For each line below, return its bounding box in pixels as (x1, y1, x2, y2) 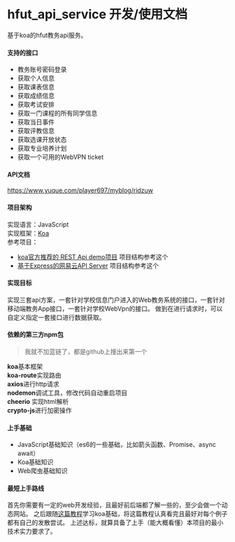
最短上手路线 (7, 484, 44, 492)
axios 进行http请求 (7, 379, 59, 388)
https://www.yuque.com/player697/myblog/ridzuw (7, 187, 154, 195)
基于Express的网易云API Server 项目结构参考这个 (17, 261, 159, 270)
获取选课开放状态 (17, 135, 67, 144)
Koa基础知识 (17, 458, 54, 466)
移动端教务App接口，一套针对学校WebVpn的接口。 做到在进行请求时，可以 (7, 304, 223, 313)
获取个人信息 (17, 74, 55, 83)
